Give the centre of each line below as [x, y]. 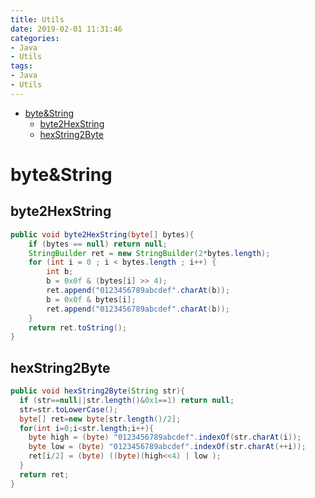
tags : [21, 66]
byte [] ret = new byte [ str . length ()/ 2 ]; [100, 419]
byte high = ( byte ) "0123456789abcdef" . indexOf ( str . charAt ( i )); [165, 437]
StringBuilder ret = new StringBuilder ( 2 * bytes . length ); [149, 253]
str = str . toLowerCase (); [68, 409]
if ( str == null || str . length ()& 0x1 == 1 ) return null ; [127, 400]
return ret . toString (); [78, 327]
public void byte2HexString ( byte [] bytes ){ [102, 234]
